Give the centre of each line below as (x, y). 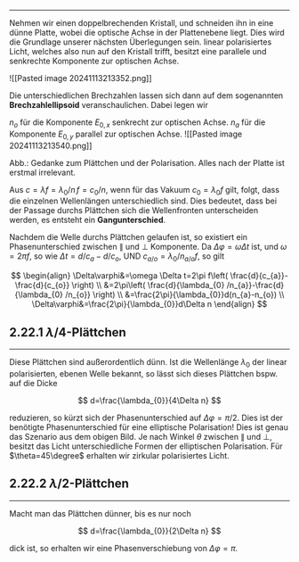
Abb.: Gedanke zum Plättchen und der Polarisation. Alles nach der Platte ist (147, 162)
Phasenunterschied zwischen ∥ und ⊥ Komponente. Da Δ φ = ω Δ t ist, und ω (148, 247)
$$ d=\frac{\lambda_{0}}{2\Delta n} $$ (149, 531)
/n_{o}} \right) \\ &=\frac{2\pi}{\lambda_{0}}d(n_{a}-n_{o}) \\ (175, 294)
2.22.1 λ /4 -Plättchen (68, 332)
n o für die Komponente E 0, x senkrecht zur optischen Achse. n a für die (137, 123)
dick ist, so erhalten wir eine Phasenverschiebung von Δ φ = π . (124, 548)
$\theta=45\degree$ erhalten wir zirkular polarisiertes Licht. (119, 455)
